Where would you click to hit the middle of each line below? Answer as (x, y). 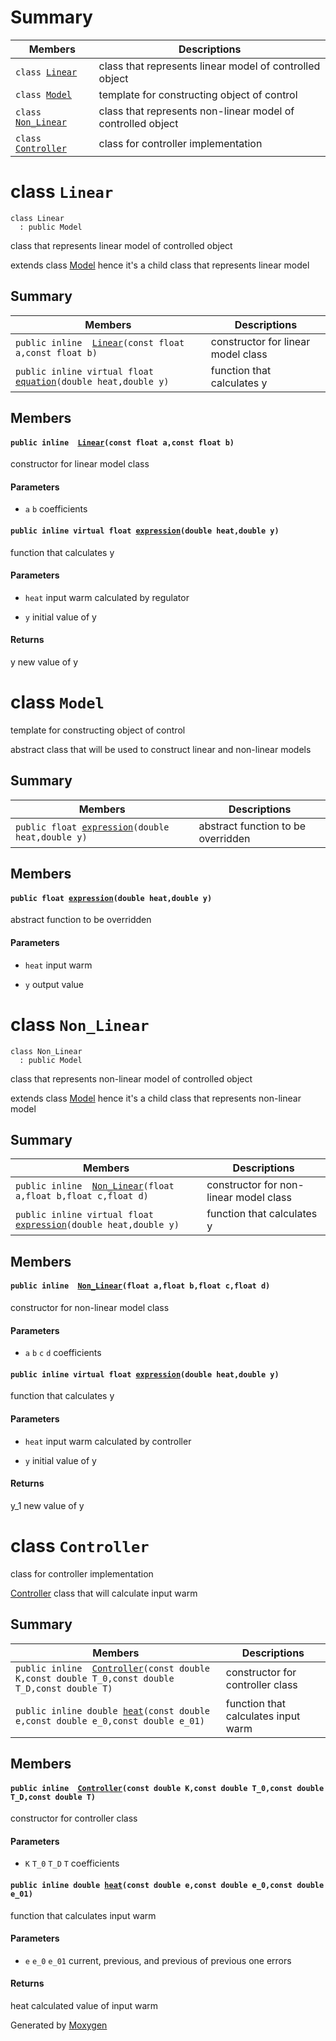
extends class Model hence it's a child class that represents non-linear (156, 1098)
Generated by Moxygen (59, 2025)
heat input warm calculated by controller (108, 1441)
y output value (54, 984)
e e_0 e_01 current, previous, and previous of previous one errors (158, 1960)
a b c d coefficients (63, 1353)
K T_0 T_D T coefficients (72, 1863)
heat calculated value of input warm (84, 2005)
